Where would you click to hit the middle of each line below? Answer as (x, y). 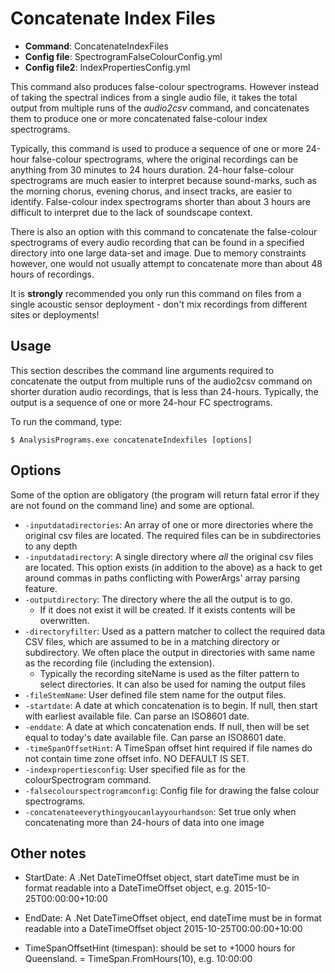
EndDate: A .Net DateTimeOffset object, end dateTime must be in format (173, 918)
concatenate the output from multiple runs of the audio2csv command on (161, 381)
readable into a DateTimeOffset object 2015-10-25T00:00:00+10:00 (163, 929)
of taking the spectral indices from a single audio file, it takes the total (154, 97)
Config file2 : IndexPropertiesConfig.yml (107, 67)
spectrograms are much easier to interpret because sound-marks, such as (163, 180)
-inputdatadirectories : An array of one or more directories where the (169, 524)
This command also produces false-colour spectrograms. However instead (165, 86)
